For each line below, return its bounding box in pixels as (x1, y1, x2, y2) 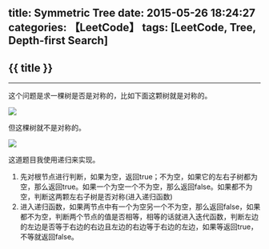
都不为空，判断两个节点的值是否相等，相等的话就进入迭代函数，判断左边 (19, 212, 259, 222)
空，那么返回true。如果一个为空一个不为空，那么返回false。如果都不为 (19, 182, 253, 191)
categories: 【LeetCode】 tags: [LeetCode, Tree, (8, 21, 256, 34)
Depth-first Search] (8, 34, 108, 47)
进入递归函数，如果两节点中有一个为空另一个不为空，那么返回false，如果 (19, 202, 261, 211)
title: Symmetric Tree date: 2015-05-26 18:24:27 (8, 6, 256, 20)
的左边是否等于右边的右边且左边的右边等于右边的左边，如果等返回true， (19, 222, 259, 231)
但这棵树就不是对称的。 (8, 123, 86, 133)
